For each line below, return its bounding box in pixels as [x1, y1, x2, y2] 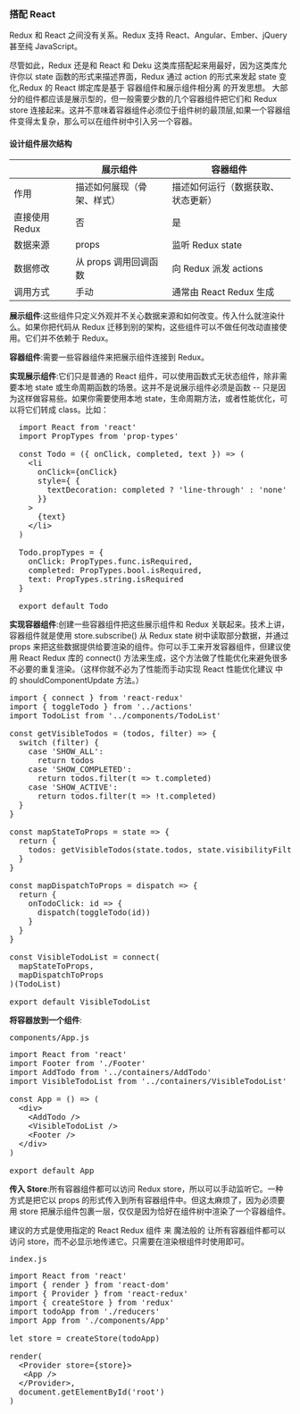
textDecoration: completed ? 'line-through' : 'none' [46, 485, 287, 495]
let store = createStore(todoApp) [9, 1333, 161, 1343]
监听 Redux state [171, 239, 243, 251]
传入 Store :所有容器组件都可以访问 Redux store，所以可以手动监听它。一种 [9, 1183, 284, 1194]
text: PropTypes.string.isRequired [28, 574, 184, 584]
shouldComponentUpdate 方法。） [19, 674, 145, 685]
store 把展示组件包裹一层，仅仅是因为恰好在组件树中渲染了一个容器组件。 [19, 1206, 291, 1216]
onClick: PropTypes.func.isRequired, [28, 556, 194, 566]
